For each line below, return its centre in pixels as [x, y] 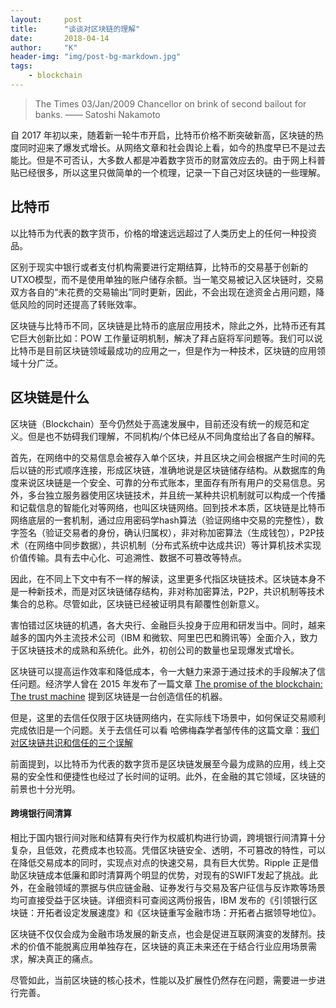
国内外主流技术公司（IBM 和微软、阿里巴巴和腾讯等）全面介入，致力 [177, 637]
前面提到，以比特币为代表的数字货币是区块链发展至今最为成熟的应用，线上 [163, 763]
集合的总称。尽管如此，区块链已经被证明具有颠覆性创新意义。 [137, 603]
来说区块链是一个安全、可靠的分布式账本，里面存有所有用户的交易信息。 [167, 482]
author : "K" [44, 47]
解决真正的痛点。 [62, 958]
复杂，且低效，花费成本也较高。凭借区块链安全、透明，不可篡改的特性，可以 [168, 850]
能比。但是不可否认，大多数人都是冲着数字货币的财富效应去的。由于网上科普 [168, 160]
